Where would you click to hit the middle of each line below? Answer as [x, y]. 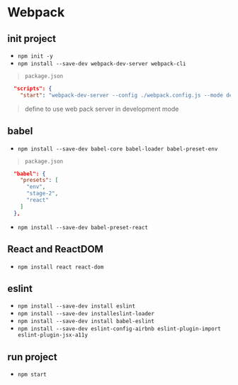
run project [33, 357]
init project [32, 39]
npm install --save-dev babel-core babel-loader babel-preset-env [118, 149]
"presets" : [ [39, 180]
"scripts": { [33, 89]
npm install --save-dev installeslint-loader [86, 314]
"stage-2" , [42, 194]
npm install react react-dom [61, 267]
